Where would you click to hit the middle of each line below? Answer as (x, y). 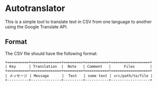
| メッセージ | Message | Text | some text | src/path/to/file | (79, 76)
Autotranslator (35, 8)
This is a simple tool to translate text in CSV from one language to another (78, 22)
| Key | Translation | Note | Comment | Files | (78, 66)
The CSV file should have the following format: (51, 53)
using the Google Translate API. (36, 26)
